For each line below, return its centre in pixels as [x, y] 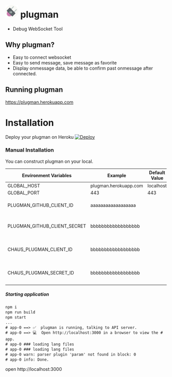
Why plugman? [30, 45]
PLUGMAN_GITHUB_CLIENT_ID [40, 205]
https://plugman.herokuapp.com [39, 102]
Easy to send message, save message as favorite [64, 62]
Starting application [27, 294]
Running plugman [34, 90]
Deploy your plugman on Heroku [40, 137]
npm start [16, 318]
